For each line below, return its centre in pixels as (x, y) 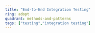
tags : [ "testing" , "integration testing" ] (48, 23)
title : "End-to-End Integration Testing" (48, 9)
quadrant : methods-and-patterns (38, 18)
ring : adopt (17, 14)
